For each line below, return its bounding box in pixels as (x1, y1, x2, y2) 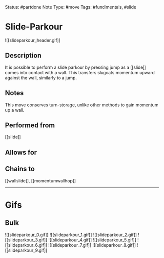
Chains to (5, 165, 35, 173)
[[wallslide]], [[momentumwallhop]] (5, 178, 76, 183)
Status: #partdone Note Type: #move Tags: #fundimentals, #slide (5, 4, 137, 10)
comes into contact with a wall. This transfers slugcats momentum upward (5, 69, 155, 75)
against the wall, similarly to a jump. (5, 75, 77, 80)
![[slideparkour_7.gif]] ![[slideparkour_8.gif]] (48, 242, 136, 248)
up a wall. (5, 107, 24, 113)
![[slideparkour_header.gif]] (5, 37, 61, 43)
